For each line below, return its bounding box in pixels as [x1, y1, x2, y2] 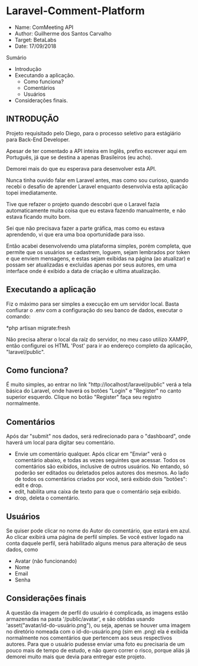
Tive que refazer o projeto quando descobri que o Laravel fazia [6, 200, 160, 207]
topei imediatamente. [6, 189, 58, 196]
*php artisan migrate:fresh [6, 324, 71, 332]
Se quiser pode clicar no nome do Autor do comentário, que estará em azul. [6, 527, 191, 534]
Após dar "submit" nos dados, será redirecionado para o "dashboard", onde [6, 433, 191, 440]
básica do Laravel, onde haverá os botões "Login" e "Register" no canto [6, 387, 181, 394]
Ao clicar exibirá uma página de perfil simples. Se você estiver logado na [6, 534, 184, 540]
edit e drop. [14, 482, 43, 489]
